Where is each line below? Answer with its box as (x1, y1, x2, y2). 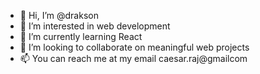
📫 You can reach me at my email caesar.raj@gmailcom (19, 53, 248, 64)
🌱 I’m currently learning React (19, 31, 143, 42)
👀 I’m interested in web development (19, 20, 171, 32)
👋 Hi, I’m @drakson (19, 10, 99, 21)
